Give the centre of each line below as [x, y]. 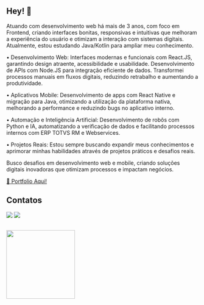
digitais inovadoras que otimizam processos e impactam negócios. [90, 169]
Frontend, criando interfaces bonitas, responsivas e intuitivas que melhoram [102, 32]
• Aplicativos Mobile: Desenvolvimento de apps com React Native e [91, 95]
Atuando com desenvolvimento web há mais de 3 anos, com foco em [93, 26]
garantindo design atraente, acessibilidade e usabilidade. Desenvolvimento [100, 63]
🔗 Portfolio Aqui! [27, 181]
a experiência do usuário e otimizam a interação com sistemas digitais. [95, 39]
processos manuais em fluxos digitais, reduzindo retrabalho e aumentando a [102, 76]
